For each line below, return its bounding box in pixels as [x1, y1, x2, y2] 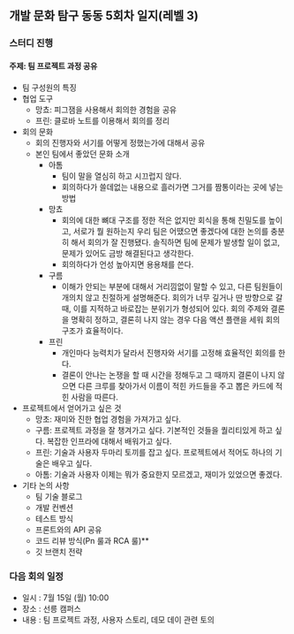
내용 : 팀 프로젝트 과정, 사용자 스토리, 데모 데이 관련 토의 [21, 614, 215, 625]
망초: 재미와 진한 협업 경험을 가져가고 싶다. [34, 414, 182, 424]
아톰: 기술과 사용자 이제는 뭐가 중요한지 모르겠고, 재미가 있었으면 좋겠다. [34, 469, 283, 479]
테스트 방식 [34, 513, 73, 523]
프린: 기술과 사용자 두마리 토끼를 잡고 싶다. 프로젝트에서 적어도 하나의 [34, 447, 274, 457]
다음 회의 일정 [9, 570, 64, 583]
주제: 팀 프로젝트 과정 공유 [9, 60, 98, 71]
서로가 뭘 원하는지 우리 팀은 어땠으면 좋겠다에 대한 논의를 [73, 225, 269, 236]
